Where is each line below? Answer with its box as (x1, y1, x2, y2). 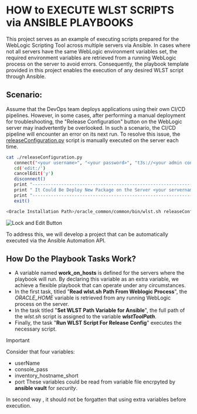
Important (6, 337, 30, 344)
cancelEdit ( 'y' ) (13, 171, 54, 177)
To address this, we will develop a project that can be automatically (6, 230, 168, 238)
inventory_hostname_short (14, 372, 79, 379)
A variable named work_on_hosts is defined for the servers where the (14, 270, 185, 277)
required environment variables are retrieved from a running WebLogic (6, 54, 177, 61)
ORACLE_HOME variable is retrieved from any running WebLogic (14, 294, 171, 301)
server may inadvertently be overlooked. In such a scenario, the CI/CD (6, 124, 176, 131)
